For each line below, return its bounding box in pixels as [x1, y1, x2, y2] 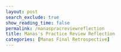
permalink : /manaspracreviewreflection [5, 25, 105, 32]
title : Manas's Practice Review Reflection [5, 31, 116, 37]
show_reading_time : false [5, 20, 70, 26]
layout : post [5, 8, 38, 15]
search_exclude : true [5, 14, 60, 20]
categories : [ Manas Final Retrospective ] [5, 36, 110, 42]
